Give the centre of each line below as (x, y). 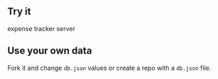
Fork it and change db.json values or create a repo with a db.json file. (109, 68)
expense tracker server (42, 28)
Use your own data (50, 51)
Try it (19, 12)
